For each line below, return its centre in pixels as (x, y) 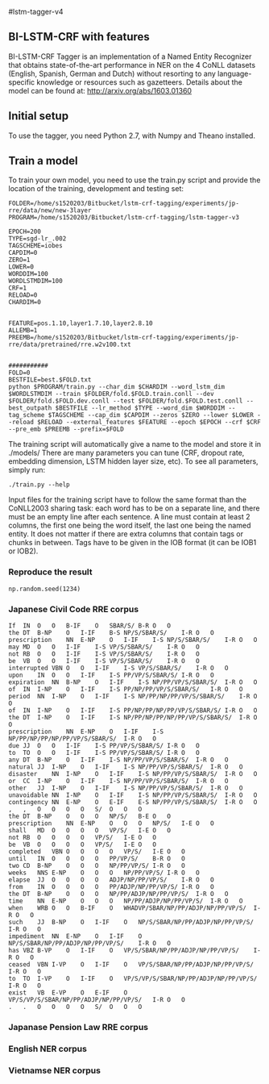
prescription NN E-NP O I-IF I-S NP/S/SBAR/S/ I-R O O (133, 640)
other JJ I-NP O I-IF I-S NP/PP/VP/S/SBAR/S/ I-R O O (126, 788)
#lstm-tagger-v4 (36, 12)
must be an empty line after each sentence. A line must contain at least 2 (129, 517)
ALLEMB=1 (23, 331)
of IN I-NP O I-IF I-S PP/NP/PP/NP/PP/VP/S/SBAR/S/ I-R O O (133, 711)
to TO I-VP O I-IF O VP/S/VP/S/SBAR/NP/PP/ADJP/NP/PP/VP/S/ (133, 979)
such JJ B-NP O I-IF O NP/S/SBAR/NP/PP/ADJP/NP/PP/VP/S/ (131, 923)
